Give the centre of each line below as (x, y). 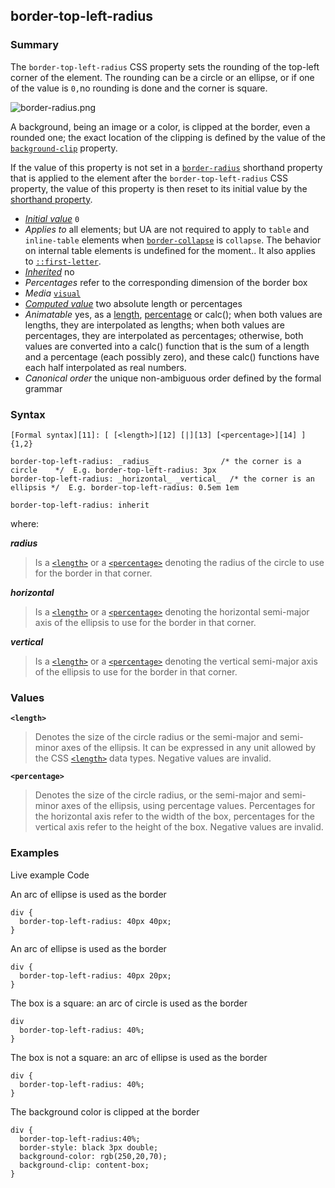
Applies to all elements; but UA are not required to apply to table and (167, 229)
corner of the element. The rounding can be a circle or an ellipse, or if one (162, 77)
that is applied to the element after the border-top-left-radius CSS (149, 178)
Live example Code (50, 875)
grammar (43, 388)
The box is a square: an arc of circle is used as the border (129, 1003)
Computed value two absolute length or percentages (133, 303)
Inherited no (49, 271)
